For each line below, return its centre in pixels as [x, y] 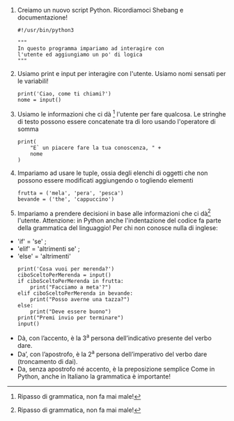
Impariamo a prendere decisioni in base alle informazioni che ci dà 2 [114, 213]
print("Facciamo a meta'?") [71, 288]
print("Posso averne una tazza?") [80, 300]
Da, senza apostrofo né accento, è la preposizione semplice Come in [116, 369]
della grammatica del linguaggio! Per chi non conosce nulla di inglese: [117, 228]
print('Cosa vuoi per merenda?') [66, 269]
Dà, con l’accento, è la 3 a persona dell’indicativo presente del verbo [115, 337]
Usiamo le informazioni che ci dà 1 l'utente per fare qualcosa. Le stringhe [122, 113]
